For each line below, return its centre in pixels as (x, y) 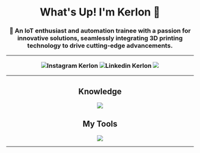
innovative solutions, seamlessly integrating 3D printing (100, 38)
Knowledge (100, 91)
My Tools (100, 124)
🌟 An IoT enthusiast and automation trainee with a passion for (100, 31)
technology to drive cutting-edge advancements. (100, 46)
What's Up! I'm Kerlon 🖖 (100, 12)
